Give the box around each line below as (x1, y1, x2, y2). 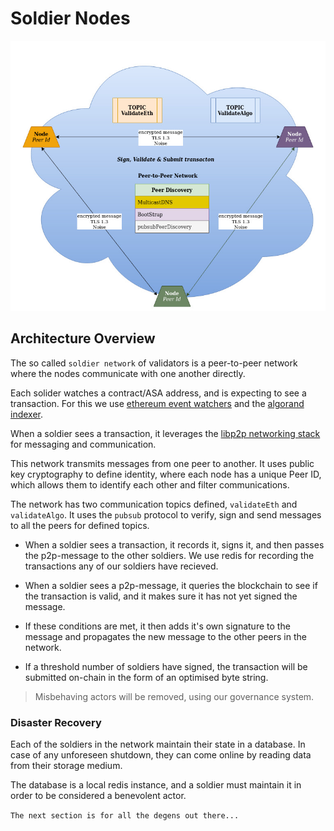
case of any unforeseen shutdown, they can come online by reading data (10, 749, 312, 761)
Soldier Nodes (10, 7, 131, 30)
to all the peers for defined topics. (10, 519, 150, 531)
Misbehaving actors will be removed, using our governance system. (34, 690, 315, 702)
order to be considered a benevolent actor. (10, 790, 187, 802)
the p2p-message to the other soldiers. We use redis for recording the (24, 549, 315, 561)
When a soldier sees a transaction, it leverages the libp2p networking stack (10, 427, 321, 439)
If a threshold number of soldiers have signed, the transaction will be (24, 660, 308, 672)
